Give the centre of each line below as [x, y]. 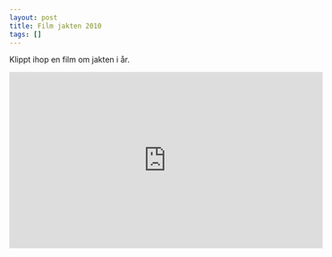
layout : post [34, 17]
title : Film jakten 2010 [55, 26]
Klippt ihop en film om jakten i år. [69, 60]
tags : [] [26, 34]
